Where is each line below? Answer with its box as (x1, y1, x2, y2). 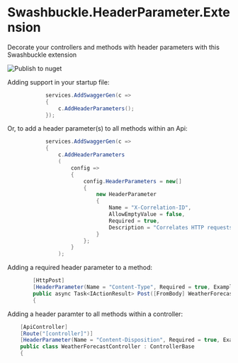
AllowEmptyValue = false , (108, 211, 186, 218)
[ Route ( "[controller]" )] (20, 330, 93, 337)
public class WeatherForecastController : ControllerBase (20, 343, 195, 350)
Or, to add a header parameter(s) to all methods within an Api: (7, 124, 188, 133)
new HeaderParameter (96, 191, 157, 198)
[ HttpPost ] (33, 277, 65, 284)
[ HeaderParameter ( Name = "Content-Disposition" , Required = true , (20, 337, 220, 344)
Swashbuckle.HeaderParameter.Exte (7, 4, 230, 21)
